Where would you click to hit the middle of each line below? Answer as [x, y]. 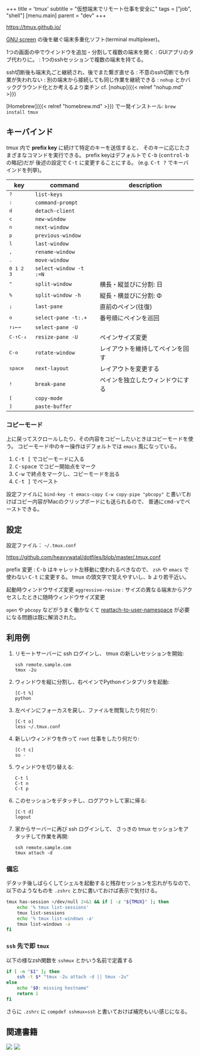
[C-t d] [24, 812]
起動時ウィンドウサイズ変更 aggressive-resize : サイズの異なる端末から [94, 590]
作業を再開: [55, 836]
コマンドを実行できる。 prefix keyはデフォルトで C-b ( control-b [108, 155]
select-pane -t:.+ [61, 317]
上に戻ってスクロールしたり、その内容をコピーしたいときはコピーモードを [97, 439]
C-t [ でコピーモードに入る [49, 459]
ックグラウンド [24, 87]
